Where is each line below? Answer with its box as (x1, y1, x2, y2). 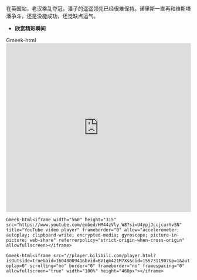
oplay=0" (6, 263, 28, 269)
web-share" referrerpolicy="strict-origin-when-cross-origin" (29, 237, 185, 243)
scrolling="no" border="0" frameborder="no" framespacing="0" (29, 263, 185, 269)
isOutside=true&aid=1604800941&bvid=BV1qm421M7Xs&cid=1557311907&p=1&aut (6, 258, 191, 264)
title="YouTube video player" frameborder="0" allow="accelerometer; (6, 227, 180, 233)
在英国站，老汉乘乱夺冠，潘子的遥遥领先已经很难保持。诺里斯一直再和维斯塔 (6, 5, 191, 12)
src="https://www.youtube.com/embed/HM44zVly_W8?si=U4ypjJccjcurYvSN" (6, 222, 182, 228)
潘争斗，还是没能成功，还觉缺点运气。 (6, 12, 98, 19)
